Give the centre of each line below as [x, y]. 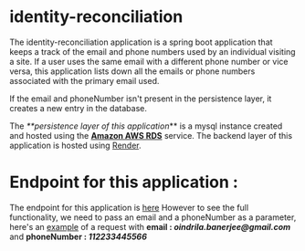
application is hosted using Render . [75, 145]
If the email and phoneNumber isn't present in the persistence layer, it [141, 99]
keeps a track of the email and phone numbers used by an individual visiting [152, 51]
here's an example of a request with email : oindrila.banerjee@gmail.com [150, 226]
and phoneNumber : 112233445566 [79, 236]
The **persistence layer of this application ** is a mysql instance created [146, 126]
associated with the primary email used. [84, 80]
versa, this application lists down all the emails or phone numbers [132, 71]
